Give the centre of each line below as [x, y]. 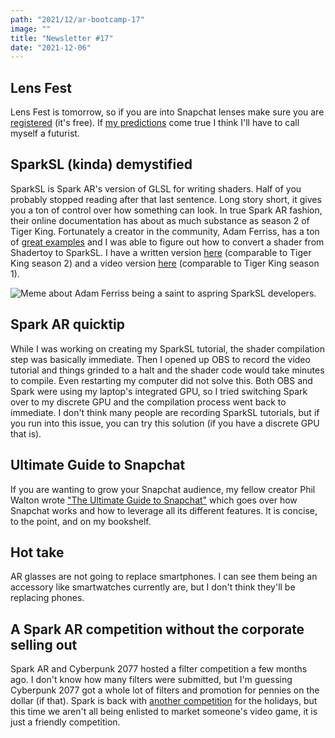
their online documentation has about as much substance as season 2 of [160, 220]
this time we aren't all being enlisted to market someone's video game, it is [164, 712]
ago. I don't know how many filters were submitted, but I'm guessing [151, 680]
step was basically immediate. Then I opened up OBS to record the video [160, 359]
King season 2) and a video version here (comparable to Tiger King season [165, 263]
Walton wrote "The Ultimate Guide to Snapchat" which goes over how [154, 500]
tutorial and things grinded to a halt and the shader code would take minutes [167, 370]
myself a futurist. [45, 133]
